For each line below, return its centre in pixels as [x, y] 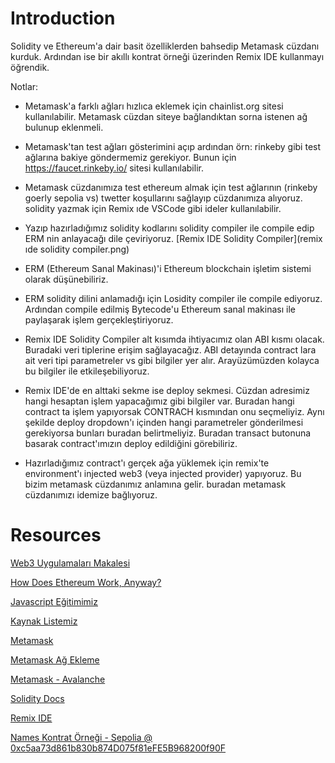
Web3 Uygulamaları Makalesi [70, 563]
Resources [56, 535]
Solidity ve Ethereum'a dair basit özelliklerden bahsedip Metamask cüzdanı [165, 46]
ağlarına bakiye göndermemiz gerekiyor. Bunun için [130, 157]
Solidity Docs [37, 698]
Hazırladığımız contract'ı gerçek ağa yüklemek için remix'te [147, 463]
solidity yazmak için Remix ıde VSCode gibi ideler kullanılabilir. [153, 208]
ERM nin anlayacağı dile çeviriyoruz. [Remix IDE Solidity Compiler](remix [173, 238]
